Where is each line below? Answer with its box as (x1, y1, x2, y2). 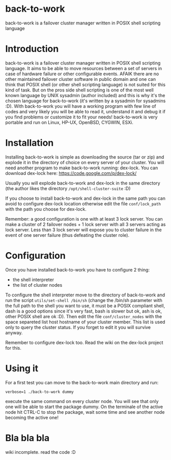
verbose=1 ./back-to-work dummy (5, 389, 74, 394)
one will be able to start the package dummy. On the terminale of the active (5, 404, 163, 410)
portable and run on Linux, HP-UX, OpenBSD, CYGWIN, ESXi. (5, 119, 133, 125)
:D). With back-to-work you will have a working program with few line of (5, 103, 156, 109)
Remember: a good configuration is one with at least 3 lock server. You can (5, 216, 163, 222)
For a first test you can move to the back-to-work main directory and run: (5, 379, 159, 385)
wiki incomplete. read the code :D (5, 449, 76, 455)
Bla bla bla (5, 432, 50, 444)
